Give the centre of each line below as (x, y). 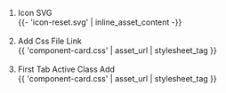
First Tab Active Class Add (66, 69)
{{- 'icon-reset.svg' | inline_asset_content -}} (100, 22)
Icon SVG (35, 13)
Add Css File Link (49, 41)
